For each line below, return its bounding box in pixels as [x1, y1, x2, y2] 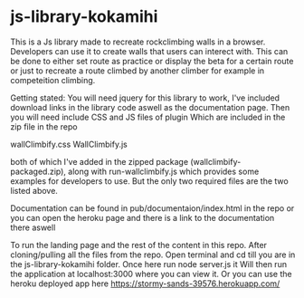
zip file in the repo [10, 120, 78, 132]
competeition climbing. [10, 74, 96, 85]
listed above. [10, 185, 58, 196]
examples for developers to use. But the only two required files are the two [10, 175, 289, 187]
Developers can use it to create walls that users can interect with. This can [10, 45, 289, 56]
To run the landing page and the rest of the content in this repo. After [10, 239, 268, 250]
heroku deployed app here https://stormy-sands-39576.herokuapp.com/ [10, 278, 280, 289]
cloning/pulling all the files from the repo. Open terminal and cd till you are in [10, 249, 296, 260]
